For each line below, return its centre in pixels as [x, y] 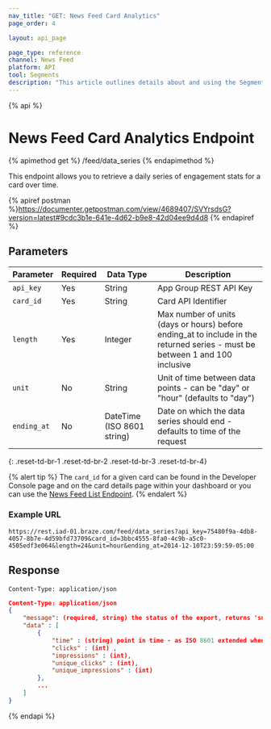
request [172, 441]
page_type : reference [45, 52]
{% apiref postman [40, 200]
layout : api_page [38, 38]
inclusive [174, 364]
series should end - [194, 421]
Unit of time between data [206, 378]
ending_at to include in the [207, 334]
